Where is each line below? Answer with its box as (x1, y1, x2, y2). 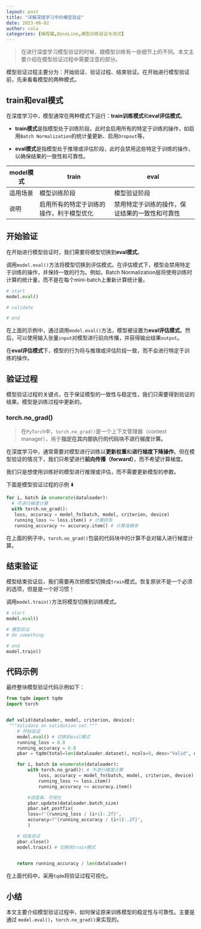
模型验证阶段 (114, 189, 151, 197)
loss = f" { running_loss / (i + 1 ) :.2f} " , (28, 811, 121, 818)
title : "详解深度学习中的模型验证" (6, 14, 84, 20)
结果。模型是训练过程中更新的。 (6, 398, 85, 406)
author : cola (6, 25, 39, 32)
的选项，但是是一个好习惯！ (6, 585, 75, 593)
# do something (6, 633, 44, 639)
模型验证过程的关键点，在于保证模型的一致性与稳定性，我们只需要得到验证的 (6, 391, 195, 398)
